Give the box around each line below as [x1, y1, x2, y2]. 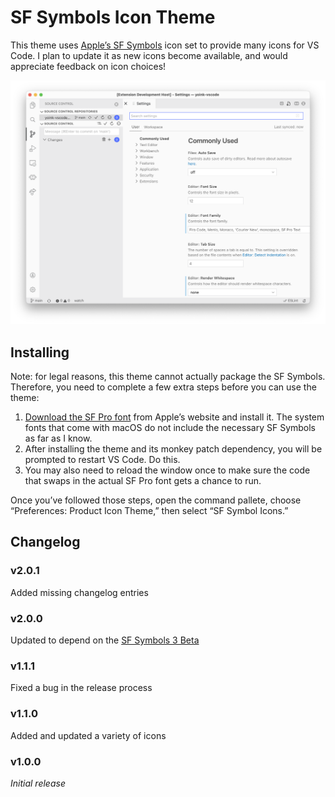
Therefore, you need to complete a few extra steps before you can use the [10, 381, 317, 393]
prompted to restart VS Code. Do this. [24, 454, 181, 466]
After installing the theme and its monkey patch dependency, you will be [24, 443, 323, 455]
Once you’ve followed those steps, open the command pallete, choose [10, 494, 302, 506]
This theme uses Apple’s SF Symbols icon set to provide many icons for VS [10, 39, 320, 51]
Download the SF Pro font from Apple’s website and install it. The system [24, 411, 325, 423]
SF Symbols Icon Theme [10, 6, 216, 29]
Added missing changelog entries [10, 586, 149, 598]
